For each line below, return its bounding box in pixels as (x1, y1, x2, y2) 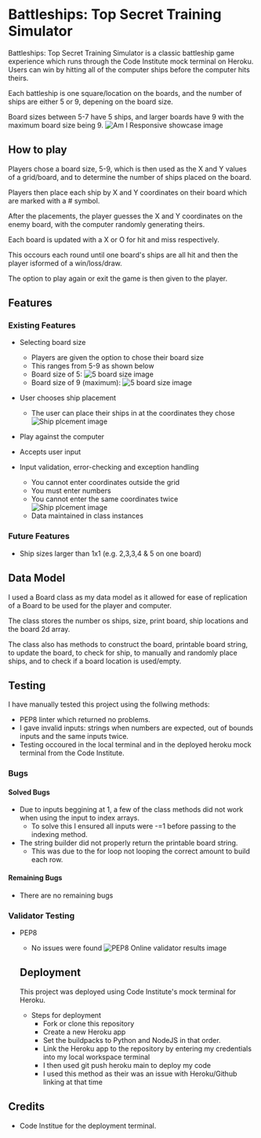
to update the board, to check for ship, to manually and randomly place (8, 648, 237, 657)
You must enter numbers (31, 486, 111, 496)
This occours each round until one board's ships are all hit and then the (8, 250, 238, 259)
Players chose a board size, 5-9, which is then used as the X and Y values (8, 163, 247, 174)
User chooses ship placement (19, 393, 116, 402)
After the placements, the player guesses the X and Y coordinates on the (8, 211, 243, 221)
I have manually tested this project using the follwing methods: (8, 699, 210, 709)
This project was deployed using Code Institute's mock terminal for (19, 986, 237, 996)
